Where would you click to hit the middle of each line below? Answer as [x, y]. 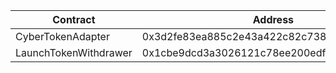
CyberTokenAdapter [62, 36]
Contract [74, 19]
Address [273, 19]
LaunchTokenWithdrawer [74, 52]
